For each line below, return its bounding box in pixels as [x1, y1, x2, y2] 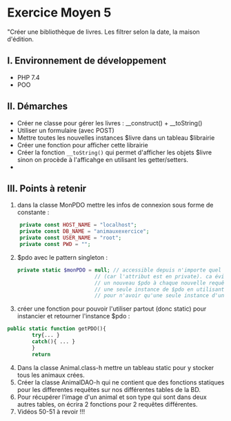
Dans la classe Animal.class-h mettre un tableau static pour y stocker [17, 363, 214, 371]
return [32, 351, 51, 358]
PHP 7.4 [17, 73, 40, 81]
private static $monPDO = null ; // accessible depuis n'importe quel [17, 267, 222, 274]
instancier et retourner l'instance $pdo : [17, 312, 130, 320]
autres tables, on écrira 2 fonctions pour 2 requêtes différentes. [17, 400, 198, 408]
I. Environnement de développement [7, 55, 167, 67]
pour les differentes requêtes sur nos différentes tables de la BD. [17, 385, 201, 393]
